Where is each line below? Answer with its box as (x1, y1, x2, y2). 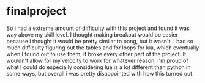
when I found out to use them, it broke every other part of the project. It (6, 50, 187, 57)
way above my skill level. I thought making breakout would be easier (6, 31, 179, 38)
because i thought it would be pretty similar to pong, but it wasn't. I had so (6, 37, 194, 45)
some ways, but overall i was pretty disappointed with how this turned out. (6, 70, 194, 77)
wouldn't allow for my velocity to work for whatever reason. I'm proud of (6, 57, 188, 64)
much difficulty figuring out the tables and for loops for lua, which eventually (6, 44, 199, 51)
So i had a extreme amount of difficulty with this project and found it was (6, 24, 190, 32)
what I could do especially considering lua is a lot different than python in (6, 63, 191, 71)
